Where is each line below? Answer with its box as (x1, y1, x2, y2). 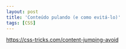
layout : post (6, 8, 39, 15)
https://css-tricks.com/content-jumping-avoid (6, 36, 119, 44)
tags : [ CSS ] (6, 20, 36, 26)
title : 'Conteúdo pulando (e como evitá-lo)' (6, 14, 121, 20)
